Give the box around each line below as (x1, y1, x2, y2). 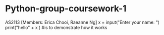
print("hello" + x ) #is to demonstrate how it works (5, 24, 108, 30)
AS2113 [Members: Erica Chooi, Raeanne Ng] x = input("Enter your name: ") (5, 19, 160, 25)
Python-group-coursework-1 (5, 3, 127, 14)
